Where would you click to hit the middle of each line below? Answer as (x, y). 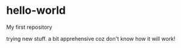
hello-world (36, 10)
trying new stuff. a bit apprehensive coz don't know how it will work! (91, 38)
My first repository (29, 27)
